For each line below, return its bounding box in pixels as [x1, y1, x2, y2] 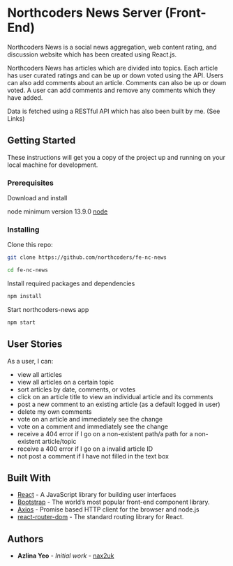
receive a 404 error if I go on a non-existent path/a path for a [17, 429, 193, 438]
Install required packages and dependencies [7, 279, 135, 288]
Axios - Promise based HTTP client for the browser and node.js [17, 505, 200, 514]
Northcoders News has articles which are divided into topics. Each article [7, 64, 218, 72]
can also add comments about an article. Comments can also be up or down [7, 78, 227, 87]
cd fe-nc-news [7, 267, 49, 274]
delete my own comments [17, 407, 92, 416]
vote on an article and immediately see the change [17, 415, 163, 423]
